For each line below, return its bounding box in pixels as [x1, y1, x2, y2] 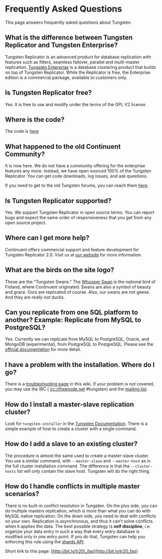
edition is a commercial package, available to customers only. [5, 74, 128, 80]
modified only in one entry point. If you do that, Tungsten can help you [5, 533, 146, 539]
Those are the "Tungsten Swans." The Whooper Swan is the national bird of [5, 279, 156, 285]
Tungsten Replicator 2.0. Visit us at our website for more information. [5, 252, 143, 257]
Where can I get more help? [5, 234, 89, 242]
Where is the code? [5, 115, 65, 124]
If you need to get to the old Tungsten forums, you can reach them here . [5, 183, 149, 189]
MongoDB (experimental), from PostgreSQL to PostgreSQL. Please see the [5, 341, 154, 347]
